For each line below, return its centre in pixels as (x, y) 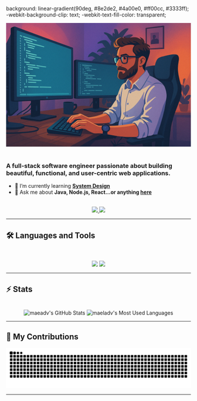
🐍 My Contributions (43, 337)
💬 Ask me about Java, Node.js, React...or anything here (83, 192)
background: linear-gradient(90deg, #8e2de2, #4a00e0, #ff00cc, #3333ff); (98, 9)
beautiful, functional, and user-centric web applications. (89, 173)
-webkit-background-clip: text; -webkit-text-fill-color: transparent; (86, 15)
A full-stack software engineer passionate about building (89, 165)
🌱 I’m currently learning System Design (62, 186)
